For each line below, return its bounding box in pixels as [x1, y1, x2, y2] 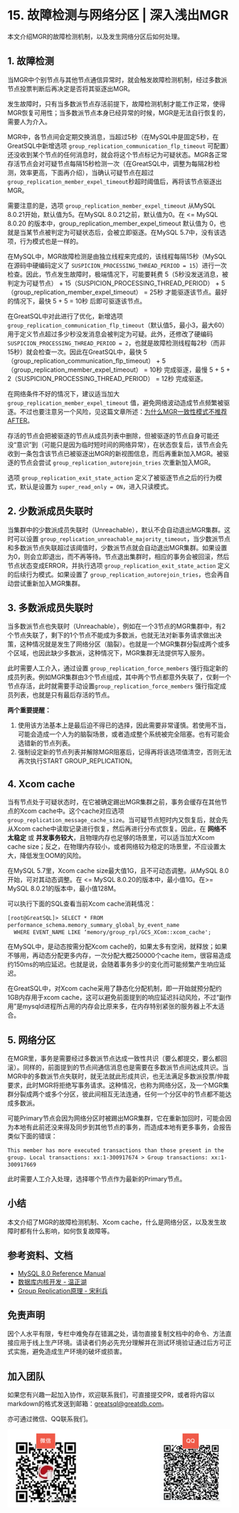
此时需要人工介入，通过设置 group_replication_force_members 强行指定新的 [7, 664, 228, 672]
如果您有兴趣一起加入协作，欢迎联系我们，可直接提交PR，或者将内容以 [7, 1390, 215, 1400]
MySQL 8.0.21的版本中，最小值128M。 [7, 884, 120, 893]
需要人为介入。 [7, 117, 51, 126]
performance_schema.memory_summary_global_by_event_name [7, 922, 180, 929]
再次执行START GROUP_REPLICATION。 [17, 756, 137, 765]
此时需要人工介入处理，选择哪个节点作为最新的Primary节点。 [7, 1175, 186, 1183]
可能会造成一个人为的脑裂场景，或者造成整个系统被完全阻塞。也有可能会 [17, 730, 230, 739]
